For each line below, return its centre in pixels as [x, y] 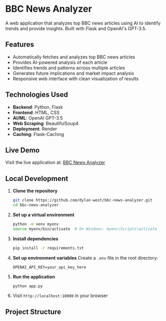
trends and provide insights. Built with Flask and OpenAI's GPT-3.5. [76, 28]
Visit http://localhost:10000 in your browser [60, 296]
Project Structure [33, 312]
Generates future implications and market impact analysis [73, 73]
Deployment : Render [35, 129]
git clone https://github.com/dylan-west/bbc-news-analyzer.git [82, 200]
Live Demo [22, 150]
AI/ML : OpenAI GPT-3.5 [38, 118]
